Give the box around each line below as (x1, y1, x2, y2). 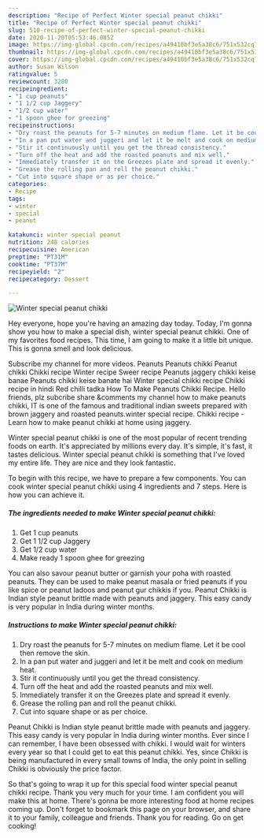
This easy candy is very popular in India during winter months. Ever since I (8, 731, 250, 740)
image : (8, 41, 30, 49)
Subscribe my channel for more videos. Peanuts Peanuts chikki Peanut (8, 359, 237, 369)
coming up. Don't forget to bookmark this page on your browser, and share (8, 805, 251, 814)
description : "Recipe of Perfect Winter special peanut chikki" (8, 11, 223, 20)
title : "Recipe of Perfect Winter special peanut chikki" (8, 19, 202, 27)
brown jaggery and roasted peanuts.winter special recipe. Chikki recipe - (8, 409, 245, 419)
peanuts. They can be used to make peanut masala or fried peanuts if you (8, 577, 247, 587)
